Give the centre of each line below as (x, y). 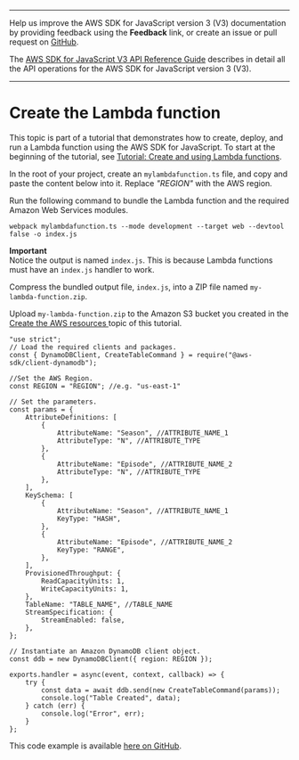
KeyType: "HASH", (89, 519)
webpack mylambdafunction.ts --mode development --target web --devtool (147, 226)
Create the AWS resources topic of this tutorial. (96, 323)
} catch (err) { (56, 706)
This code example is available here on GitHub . (96, 746)
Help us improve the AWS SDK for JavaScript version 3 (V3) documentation (148, 23)
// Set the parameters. (53, 402)
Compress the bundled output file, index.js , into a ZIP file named (129, 287)
